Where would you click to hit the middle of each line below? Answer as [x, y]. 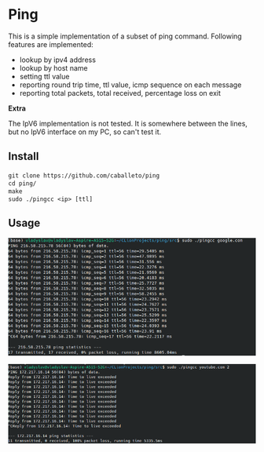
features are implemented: [51, 44]
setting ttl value [44, 76]
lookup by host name [53, 67]
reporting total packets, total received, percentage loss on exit [120, 93]
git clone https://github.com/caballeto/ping [84, 175]
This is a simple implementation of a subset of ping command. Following [125, 36]
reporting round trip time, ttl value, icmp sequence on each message [130, 85]
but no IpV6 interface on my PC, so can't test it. [85, 132]
